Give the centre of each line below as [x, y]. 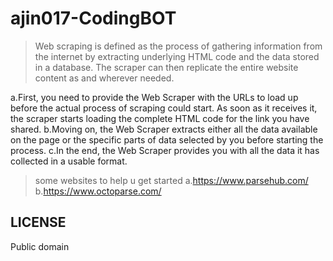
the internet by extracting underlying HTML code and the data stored [177, 56]
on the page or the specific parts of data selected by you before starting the [167, 139]
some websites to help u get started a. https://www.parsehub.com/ [171, 180]
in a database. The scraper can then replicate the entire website [166, 67]
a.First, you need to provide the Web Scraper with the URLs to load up [154, 97]
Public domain [40, 246]
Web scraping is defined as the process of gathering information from [178, 46]
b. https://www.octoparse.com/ [98, 191]
